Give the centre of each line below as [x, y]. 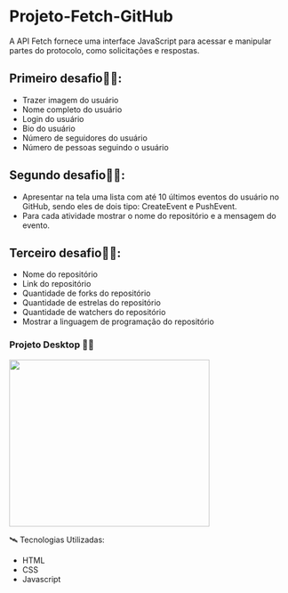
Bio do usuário [48, 128]
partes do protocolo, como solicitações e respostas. [104, 50]
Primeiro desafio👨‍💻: [66, 79]
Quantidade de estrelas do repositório [92, 303]
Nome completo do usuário [72, 110]
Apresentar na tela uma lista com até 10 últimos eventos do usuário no [151, 197]
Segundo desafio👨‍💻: [68, 175]
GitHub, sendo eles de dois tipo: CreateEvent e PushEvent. [129, 206]
